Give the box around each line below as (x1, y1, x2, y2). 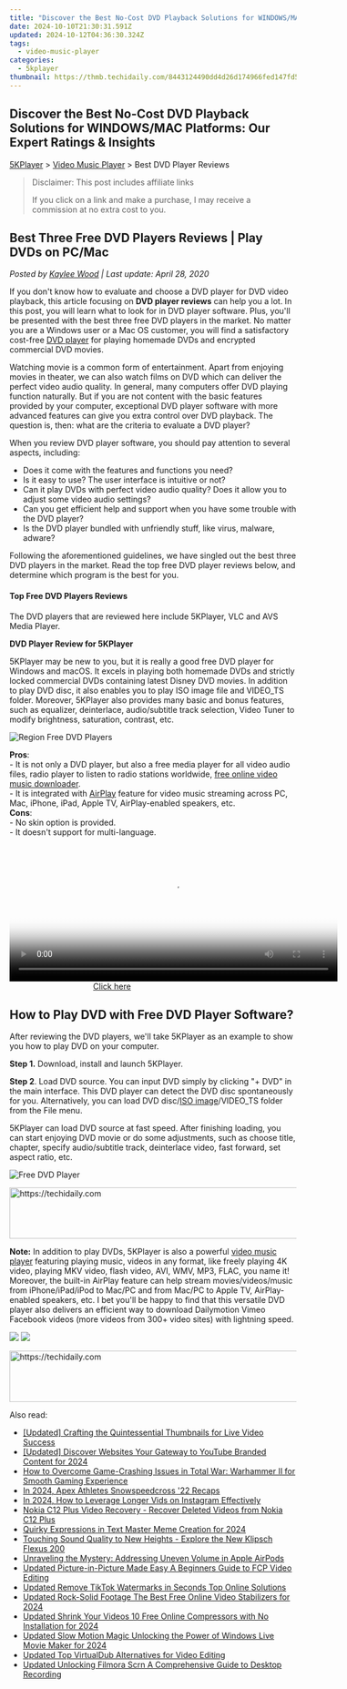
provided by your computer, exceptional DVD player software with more (9, 401, 279, 412)
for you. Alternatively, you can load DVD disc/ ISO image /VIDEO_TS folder (9, 1095, 283, 1106)
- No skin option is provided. (9, 817, 117, 828)
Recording (22, 1669, 62, 1680)
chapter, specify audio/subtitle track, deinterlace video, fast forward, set (9, 1142, 281, 1153)
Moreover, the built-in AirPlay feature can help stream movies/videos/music (9, 1276, 293, 1287)
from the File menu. (9, 1105, 83, 1116)
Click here (92, 981, 132, 992)
